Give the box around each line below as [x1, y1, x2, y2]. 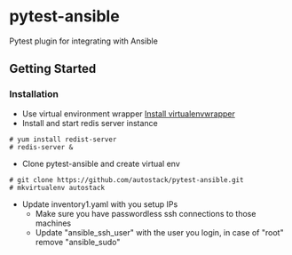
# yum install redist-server [9, 135, 117, 144]
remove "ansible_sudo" [35, 236, 121, 247]
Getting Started [9, 61, 97, 76]
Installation [9, 88, 59, 100]
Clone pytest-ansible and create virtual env [21, 158, 180, 169]
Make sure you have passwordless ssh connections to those [35, 208, 256, 219]
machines [35, 218, 72, 228]
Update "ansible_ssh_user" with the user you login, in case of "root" [35, 227, 284, 237]
